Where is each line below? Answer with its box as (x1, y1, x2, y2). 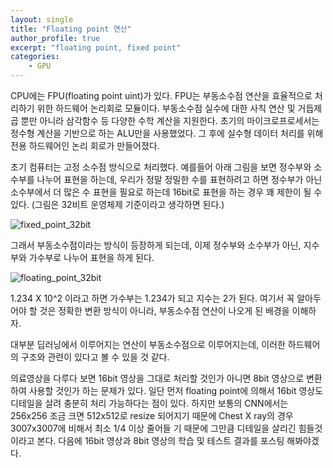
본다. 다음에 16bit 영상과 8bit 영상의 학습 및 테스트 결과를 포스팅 (36, 435, 285, 446)
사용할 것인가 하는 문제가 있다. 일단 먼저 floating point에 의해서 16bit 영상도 (28, 385, 324, 396)
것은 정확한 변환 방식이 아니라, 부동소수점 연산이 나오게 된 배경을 (39, 305, 290, 316)
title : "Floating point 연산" (10, 24, 132, 34)
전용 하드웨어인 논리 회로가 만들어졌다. (10, 140, 160, 151)
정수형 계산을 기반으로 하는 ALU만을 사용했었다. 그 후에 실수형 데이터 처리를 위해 (10, 127, 324, 139)
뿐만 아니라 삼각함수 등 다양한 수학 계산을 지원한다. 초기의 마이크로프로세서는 (20, 115, 320, 126)
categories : (10, 52, 60, 62)
